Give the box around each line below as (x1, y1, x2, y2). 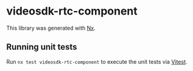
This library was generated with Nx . (6, 24, 96, 32)
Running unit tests (6, 42, 77, 52)
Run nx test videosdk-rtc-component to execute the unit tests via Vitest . (6, 58, 188, 65)
